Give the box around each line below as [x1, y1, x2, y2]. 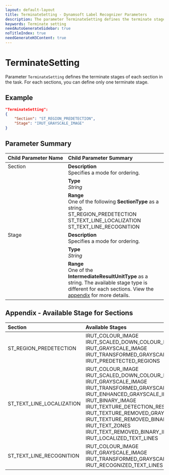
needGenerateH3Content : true [5, 36, 66, 41]
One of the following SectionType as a [67, 198, 159, 205]
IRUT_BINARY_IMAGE [85, 397, 137, 404]
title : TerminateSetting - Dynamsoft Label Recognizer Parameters [5, 12, 147, 17]
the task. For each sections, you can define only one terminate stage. [5, 79, 149, 85]
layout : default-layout [5, 7, 55, 13]
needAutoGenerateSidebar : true [5, 26, 71, 31]
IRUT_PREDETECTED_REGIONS [85, 357, 160, 364]
